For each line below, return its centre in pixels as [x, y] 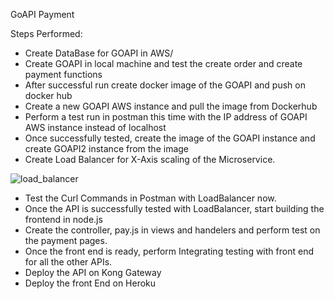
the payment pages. [66, 240]
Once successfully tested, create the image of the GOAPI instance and [170, 138]
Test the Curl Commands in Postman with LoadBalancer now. [150, 198]
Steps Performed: [46, 33]
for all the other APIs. [68, 262]
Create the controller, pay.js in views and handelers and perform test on [172, 230]
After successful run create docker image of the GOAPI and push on [165, 85]
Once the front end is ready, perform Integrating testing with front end [169, 251]
